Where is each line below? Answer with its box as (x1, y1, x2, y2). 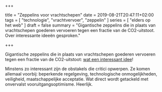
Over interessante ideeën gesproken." (5, 32, 81, 38)
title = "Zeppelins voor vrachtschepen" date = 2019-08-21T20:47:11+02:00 (5, 12, 154, 17)
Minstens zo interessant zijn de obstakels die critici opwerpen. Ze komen (5, 66, 150, 72)
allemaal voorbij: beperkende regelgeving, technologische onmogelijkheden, (5, 71, 158, 77)
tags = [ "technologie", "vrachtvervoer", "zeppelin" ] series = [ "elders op (5, 17, 151, 23)
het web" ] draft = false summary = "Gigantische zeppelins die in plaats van (5, 22, 156, 28)
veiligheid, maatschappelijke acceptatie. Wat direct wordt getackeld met (5, 76, 148, 82)
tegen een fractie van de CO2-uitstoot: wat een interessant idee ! (5, 57, 133, 62)
